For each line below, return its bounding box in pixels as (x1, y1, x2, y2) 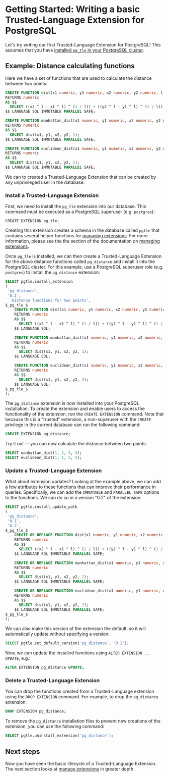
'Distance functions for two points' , (10, 298, 92, 303)
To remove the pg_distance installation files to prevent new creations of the (5, 718, 161, 724)
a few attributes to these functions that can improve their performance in (5, 484, 156, 490)
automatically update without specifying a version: (5, 631, 110, 637)
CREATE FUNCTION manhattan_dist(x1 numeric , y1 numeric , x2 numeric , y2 (5, 118, 161, 123)
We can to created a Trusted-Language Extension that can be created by (5, 174, 156, 180)
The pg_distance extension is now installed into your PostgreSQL (5, 400, 140, 406)
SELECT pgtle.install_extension (5, 279, 73, 284)
